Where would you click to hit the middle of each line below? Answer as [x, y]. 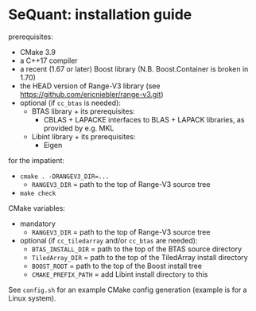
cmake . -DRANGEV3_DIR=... [64, 177]
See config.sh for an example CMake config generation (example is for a [128, 290]
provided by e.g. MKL [79, 128]
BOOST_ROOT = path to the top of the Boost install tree [117, 266]
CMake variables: [37, 208]
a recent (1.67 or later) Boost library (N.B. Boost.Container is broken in [134, 68]
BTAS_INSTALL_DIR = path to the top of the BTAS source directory [137, 249]
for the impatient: [37, 160]
